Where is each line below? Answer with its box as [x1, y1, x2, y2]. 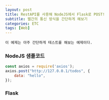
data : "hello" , [14, 73, 46, 78]
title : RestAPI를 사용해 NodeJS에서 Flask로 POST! [5, 12, 105, 17]
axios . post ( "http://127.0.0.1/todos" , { [5, 69, 91, 74]
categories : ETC [5, 21, 39, 26]
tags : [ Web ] [5, 26, 30, 31]
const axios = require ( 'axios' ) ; [5, 64, 75, 69]
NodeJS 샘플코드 [5, 52, 45, 59]
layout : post [5, 7, 32, 12]
